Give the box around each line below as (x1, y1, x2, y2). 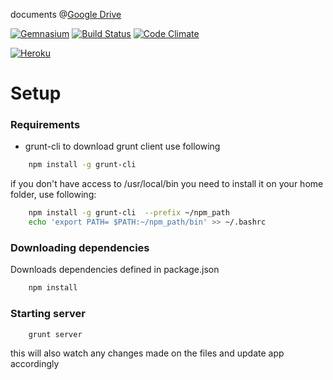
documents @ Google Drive (10, 9, 122, 20)
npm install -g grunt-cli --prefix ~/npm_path (28, 208, 230, 218)
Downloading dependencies (10, 241, 150, 255)
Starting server (10, 307, 86, 321)
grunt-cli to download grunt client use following (24, 140, 221, 153)
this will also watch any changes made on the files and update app (10, 347, 285, 359)
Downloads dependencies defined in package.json (10, 264, 220, 276)
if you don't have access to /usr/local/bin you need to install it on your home (10, 178, 324, 190)
